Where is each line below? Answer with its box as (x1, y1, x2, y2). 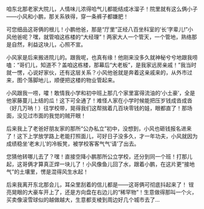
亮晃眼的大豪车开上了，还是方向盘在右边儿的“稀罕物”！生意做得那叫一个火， (6, 188, 197, 196)
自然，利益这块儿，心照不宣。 (11, 41, 86, 48)
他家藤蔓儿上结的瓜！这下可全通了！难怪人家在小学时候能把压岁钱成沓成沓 (6, 97, 192, 104)
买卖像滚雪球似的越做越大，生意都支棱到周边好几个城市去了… (6, 196, 160, 203)
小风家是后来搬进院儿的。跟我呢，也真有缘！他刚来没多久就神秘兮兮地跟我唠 (6, 54, 198, 61)
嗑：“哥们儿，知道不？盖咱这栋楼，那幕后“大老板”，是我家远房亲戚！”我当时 (6, 61, 197, 68)
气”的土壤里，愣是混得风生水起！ (6, 168, 89, 175)
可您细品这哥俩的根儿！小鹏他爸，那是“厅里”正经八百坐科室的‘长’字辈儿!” (6, 26, 188, 33)
